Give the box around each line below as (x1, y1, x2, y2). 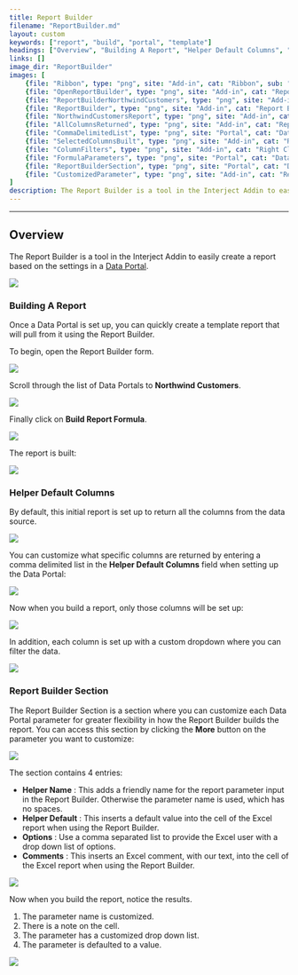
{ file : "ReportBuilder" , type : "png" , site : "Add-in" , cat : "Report (25, 104, 284, 113)
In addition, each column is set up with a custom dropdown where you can (9, 637, 282, 647)
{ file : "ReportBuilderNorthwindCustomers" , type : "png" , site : (25, 95, 264, 105)
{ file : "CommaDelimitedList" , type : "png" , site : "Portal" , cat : (25, 129, 272, 138)
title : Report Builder (9, 12, 93, 22)
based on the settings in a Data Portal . (9, 260, 149, 271)
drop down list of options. (21, 841, 116, 852)
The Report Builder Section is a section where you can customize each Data (9, 705, 286, 716)
